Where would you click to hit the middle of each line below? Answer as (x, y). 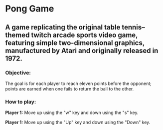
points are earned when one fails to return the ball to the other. (70, 88)
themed (17, 35)
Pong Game (30, 9)
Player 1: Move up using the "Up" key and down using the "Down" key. (78, 122)
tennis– (134, 27)
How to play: (21, 101)
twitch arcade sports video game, (84, 35)
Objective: (18, 72)
